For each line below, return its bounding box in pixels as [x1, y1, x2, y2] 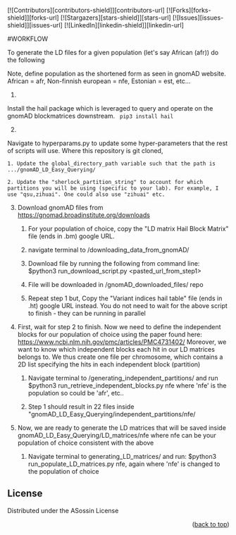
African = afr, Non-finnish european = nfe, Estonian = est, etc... [7, 77, 191, 85]
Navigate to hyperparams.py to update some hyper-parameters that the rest [7, 139, 228, 147]
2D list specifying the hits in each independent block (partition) [17, 360, 201, 369]
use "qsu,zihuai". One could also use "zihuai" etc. [7, 191, 166, 198]
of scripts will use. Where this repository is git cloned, [7, 147, 163, 154]
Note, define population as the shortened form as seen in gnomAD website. [7, 70, 227, 78]
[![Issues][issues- [172, 13, 224, 22]
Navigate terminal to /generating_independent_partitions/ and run [27, 374, 218, 382]
